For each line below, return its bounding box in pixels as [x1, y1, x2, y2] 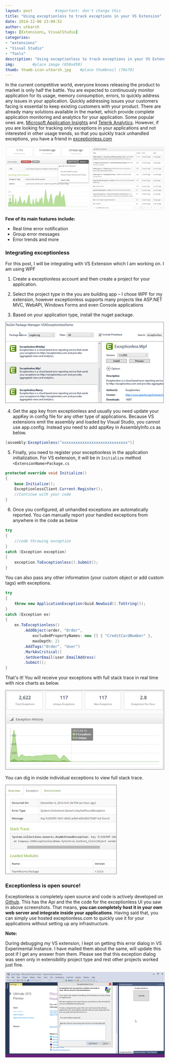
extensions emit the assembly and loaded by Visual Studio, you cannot [12, 418, 160, 424]
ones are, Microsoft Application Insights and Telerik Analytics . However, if [5, 119, 159, 126]
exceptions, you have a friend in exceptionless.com [5, 136, 112, 142]
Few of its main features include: [5, 216, 76, 222]
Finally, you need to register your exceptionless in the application [12, 449, 148, 455]
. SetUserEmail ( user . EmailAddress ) [23, 655, 96, 660]
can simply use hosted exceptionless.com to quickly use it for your [5, 915, 145, 921]
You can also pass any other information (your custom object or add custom [5, 574, 164, 581]
